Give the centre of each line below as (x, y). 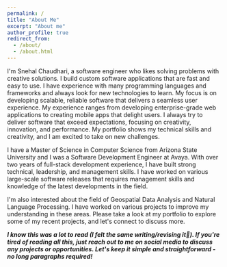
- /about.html (33, 52)
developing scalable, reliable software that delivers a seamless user (103, 100)
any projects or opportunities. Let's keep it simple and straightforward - (111, 249)
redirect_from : (29, 39)
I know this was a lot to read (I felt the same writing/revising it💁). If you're (113, 234)
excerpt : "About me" (37, 26)
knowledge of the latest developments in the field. (78, 186)
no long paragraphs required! (50, 256)
